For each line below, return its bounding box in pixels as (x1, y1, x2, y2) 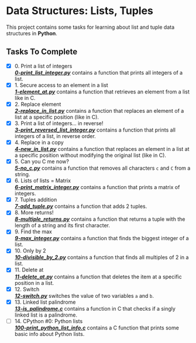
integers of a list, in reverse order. (14, 133, 97, 139)
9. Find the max (14, 228, 53, 236)
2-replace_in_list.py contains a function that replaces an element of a (14, 107, 184, 114)
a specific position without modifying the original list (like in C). (14, 152, 167, 159)
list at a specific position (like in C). (14, 113, 99, 120)
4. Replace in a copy (14, 139, 64, 146)
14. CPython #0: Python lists (14, 317, 83, 324)
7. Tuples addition (14, 196, 57, 203)
